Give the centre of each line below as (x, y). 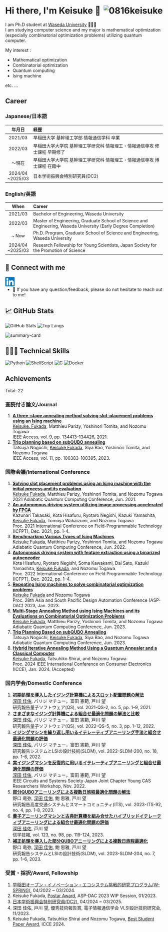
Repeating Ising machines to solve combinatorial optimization (78, 584)
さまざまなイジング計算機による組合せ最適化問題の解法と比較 (76, 714)
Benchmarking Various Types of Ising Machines (63, 536)
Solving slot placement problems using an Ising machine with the (81, 483)
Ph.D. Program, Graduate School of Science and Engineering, (96, 233)
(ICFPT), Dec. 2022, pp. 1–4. (41, 579)
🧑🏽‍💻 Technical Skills (37, 351)
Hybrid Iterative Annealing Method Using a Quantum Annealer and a (85, 648)
